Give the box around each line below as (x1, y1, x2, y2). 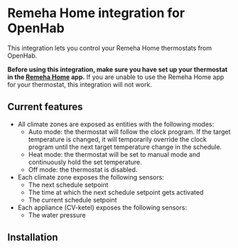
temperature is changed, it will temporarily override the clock (28, 135, 207, 143)
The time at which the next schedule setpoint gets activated (28, 187, 204, 197)
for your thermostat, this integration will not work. (7, 80, 153, 88)
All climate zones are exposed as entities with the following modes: (17, 120, 215, 128)
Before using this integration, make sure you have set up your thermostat (7, 65, 228, 73)
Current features (7, 101, 83, 113)
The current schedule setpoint (28, 195, 117, 204)
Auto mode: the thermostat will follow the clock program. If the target (28, 127, 231, 136)
